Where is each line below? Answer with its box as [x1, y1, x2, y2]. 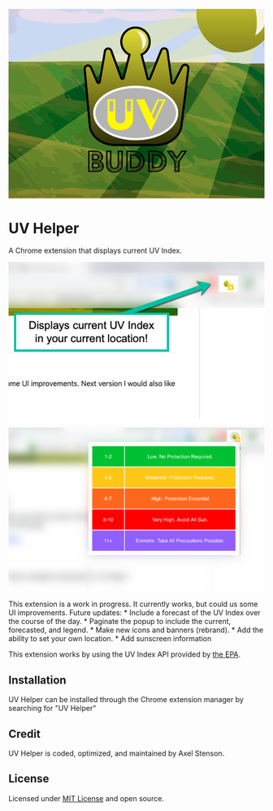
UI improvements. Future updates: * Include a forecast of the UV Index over [8, 608, 262, 618]
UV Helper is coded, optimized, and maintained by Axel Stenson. [8, 748, 225, 758]
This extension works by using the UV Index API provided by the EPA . [8, 649, 241, 659]
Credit [8, 726, 41, 740]
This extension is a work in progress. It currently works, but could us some [8, 599, 258, 609]
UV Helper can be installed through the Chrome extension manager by [8, 695, 244, 705]
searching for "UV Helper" [8, 704, 97, 713]
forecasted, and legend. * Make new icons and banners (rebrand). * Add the [8, 625, 264, 635]
